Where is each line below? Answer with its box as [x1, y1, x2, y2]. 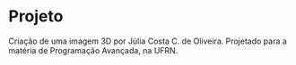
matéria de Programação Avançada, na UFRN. [8, 45, 178, 55]
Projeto [8, 6, 64, 27]
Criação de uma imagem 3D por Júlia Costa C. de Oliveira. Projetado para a [8, 36, 288, 46]
